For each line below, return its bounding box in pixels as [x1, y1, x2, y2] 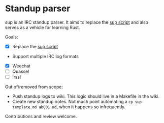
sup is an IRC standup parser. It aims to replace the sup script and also [5, 19, 149, 25]
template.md [12, 105, 37, 110]
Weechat [12, 63, 31, 69]
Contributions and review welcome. [5, 114, 77, 120]
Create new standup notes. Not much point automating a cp [12, 99, 133, 105]
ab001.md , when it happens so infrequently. [38, 104, 126, 110]
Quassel [12, 68, 29, 74]
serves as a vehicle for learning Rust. [5, 24, 80, 30]
